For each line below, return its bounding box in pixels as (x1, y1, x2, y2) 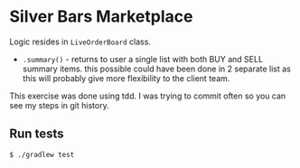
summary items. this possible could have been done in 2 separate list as (22, 63, 291, 74)
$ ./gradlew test (9, 150, 75, 159)
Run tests (9, 126, 64, 142)
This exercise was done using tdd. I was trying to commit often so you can (9, 90, 286, 101)
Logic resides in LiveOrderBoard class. (9, 36, 152, 47)
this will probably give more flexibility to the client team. (22, 72, 230, 83)
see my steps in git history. (9, 99, 110, 110)
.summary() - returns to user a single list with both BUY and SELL (22, 53, 264, 64)
